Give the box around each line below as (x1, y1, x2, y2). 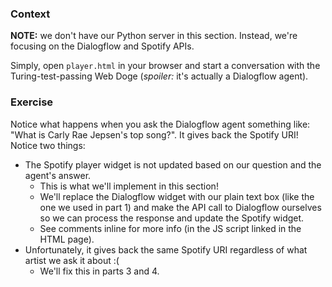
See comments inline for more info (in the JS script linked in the (39, 222, 302, 234)
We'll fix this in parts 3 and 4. (39, 265, 160, 277)
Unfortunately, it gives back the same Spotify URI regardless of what (24, 243, 308, 256)
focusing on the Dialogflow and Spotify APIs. (10, 40, 195, 52)
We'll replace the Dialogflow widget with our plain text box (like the (39, 190, 315, 202)
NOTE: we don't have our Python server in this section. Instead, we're (10, 30, 298, 42)
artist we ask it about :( (24, 254, 120, 266)
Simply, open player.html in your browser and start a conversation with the (10, 60, 321, 72)
